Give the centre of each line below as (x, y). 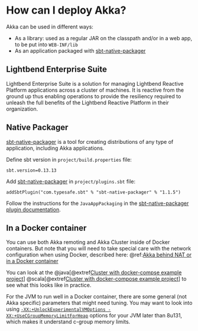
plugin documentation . (33, 209)
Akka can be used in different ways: (50, 27)
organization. (22, 109)
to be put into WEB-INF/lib (46, 44)
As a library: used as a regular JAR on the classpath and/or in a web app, (103, 38)
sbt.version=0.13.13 (32, 170)
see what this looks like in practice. (49, 285)
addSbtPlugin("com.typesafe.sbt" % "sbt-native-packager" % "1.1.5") (94, 192)
